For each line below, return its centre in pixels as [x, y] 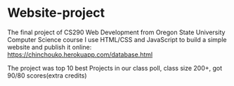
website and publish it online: [50, 47]
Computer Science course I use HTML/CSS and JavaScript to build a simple [117, 39]
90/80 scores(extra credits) [47, 76]
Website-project [56, 13]
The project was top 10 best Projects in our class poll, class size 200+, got [115, 68]
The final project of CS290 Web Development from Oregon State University [116, 32]
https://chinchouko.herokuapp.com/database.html [80, 55]
